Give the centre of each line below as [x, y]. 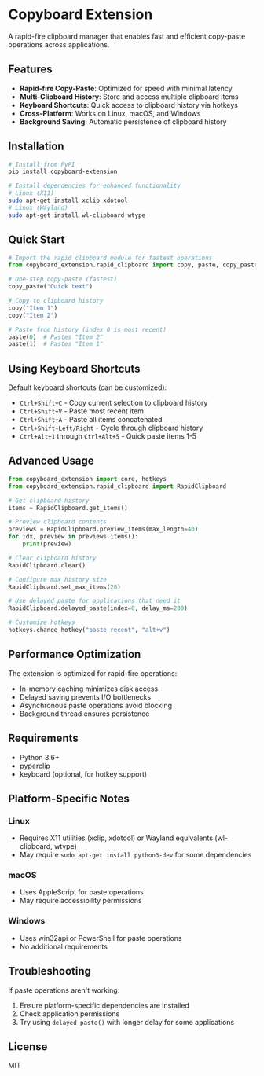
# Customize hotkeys [42, 622]
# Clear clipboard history [52, 558]
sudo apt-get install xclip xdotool [68, 201]
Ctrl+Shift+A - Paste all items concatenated [91, 420]
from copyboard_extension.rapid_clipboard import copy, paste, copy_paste [133, 265]
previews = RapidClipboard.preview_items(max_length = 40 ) [103, 529]
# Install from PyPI [42, 164]
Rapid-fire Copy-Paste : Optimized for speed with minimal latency [126, 88]
